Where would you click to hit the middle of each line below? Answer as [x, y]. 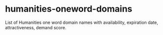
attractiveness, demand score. [36, 27]
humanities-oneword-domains [69, 9]
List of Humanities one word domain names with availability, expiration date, [81, 22]
